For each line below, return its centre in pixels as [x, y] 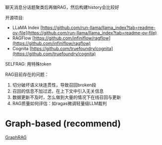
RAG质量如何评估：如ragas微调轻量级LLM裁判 [59, 103]
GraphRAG [16, 137]
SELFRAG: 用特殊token [28, 64]
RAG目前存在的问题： [27, 74]
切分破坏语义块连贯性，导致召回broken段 [54, 85]
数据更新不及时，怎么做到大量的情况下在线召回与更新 [67, 97]
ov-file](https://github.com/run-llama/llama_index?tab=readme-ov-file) [84, 33]
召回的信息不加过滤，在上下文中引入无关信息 [58, 91]
